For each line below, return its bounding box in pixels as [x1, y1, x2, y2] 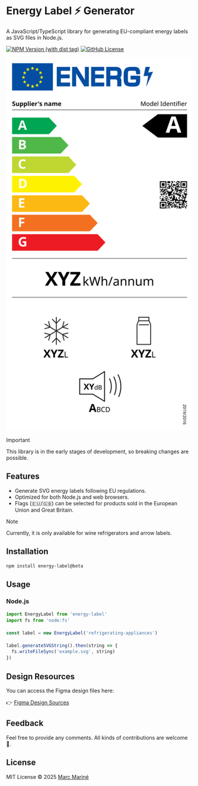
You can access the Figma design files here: [6, 687, 114, 694]
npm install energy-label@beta [6, 563, 84, 569]
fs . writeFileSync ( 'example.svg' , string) [11, 649, 116, 655]
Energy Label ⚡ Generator [6, 4, 135, 18]
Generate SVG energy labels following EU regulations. [14, 487, 146, 494]
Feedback [6, 718, 44, 729]
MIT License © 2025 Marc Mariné [6, 773, 89, 780]
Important [6, 436, 30, 444]
